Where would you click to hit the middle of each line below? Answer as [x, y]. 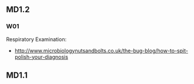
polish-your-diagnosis [41, 57]
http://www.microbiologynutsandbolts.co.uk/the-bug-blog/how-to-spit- [101, 51]
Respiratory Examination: [36, 39]
